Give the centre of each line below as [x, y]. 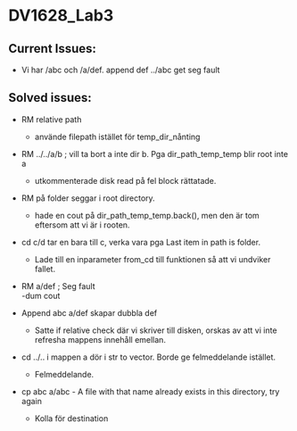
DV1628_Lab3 [61, 16]
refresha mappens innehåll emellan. [100, 339]
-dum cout [41, 295]
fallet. [45, 269]
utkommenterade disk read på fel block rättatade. [125, 180]
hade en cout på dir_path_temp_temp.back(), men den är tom [147, 215]
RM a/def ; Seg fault [58, 286]
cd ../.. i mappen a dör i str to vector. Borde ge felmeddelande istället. [148, 357]
